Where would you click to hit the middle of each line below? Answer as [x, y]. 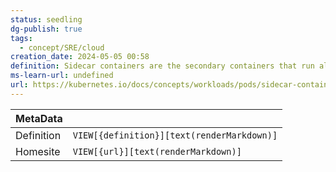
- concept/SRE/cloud [62, 47]
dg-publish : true [46, 29]
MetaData [39, 118]
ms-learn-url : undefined [62, 76]
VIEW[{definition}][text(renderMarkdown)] [175, 135]
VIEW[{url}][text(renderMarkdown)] [157, 151]
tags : [21, 38]
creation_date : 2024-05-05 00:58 [80, 57]
